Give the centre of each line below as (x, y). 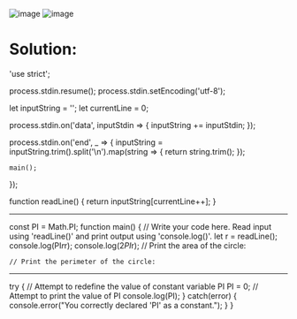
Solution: (43, 49)
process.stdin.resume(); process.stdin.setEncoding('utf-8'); (118, 91)
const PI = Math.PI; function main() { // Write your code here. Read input (141, 226)
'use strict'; (30, 73)
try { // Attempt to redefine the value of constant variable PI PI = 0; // (134, 286)
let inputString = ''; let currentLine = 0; (79, 108)
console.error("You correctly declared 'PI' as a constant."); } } (122, 305)
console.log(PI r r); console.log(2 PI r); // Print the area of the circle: (128, 245)
